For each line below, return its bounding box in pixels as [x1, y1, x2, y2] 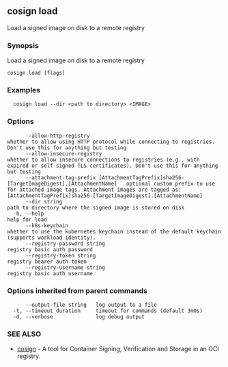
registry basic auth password [7, 246, 94, 253]
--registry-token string [25, 252, 96, 259]
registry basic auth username [7, 270, 94, 277]
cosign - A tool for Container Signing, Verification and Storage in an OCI [16, 345, 220, 353]
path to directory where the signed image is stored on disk [7, 204, 185, 211]
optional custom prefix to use [126, 180, 215, 187]
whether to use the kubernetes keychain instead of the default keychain [7, 228, 222, 235]
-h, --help [13, 210, 44, 217]
